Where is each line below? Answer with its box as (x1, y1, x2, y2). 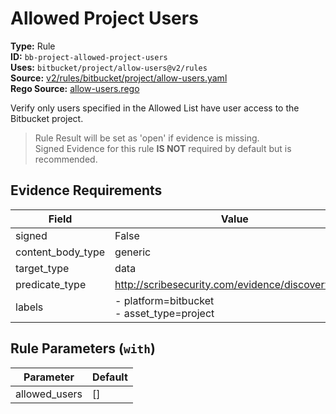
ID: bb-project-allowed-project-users (10, 50, 168, 62)
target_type (15, 261, 70, 275)
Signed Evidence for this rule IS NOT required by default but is (34, 142, 292, 154)
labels (15, 300, 44, 314)
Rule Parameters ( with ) (10, 340, 156, 357)
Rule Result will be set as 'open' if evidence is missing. (34, 132, 260, 144)
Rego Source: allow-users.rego (10, 82, 140, 94)
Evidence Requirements (10, 182, 163, 199)
